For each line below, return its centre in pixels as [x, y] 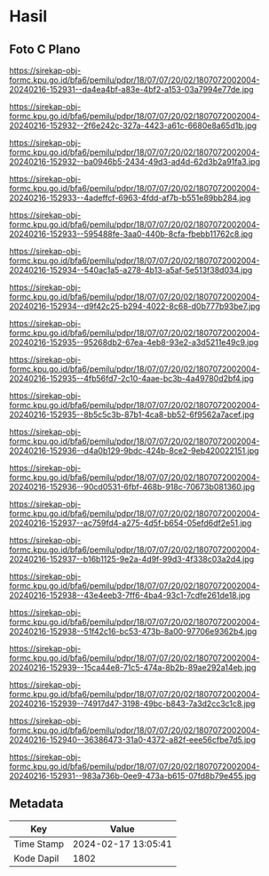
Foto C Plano [45, 49]
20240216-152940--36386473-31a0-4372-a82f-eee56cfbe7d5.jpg [132, 739]
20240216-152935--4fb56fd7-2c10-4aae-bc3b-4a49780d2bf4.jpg [132, 378]
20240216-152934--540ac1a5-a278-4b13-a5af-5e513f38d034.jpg [131, 270]
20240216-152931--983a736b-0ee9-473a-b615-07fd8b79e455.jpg [133, 776]
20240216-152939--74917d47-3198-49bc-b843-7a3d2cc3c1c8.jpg [132, 703]
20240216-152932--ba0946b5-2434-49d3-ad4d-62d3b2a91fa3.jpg [134, 161]
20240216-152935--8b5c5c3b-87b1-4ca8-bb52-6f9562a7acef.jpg [132, 414]
